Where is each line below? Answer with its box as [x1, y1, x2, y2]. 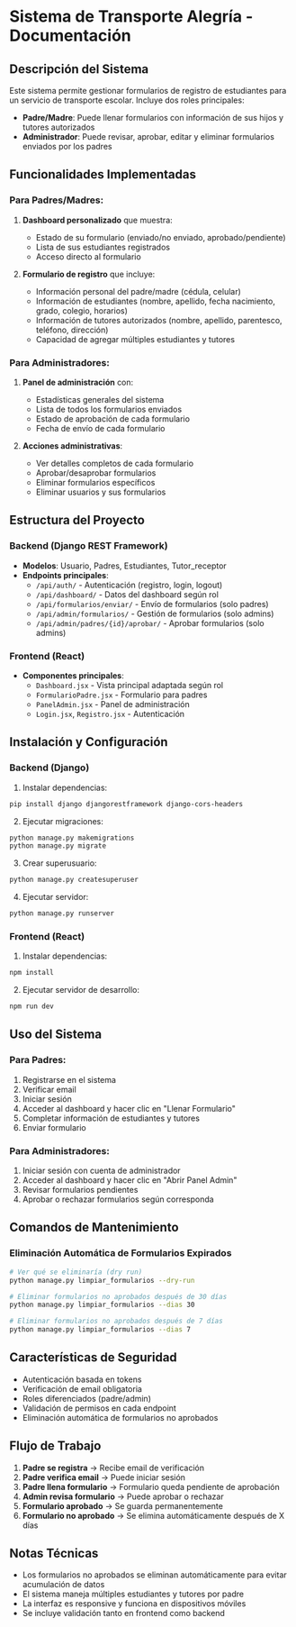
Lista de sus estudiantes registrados [35, 241, 171, 252]
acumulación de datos [22, 1579, 105, 1590]
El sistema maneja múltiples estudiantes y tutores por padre [22, 1588, 245, 1600]
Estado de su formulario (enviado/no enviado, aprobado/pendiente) [35, 232, 286, 242]
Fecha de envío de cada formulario [35, 423, 166, 433]
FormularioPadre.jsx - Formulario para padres [35, 689, 208, 700]
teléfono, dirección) [35, 324, 109, 335]
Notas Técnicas [9, 1546, 99, 1561]
